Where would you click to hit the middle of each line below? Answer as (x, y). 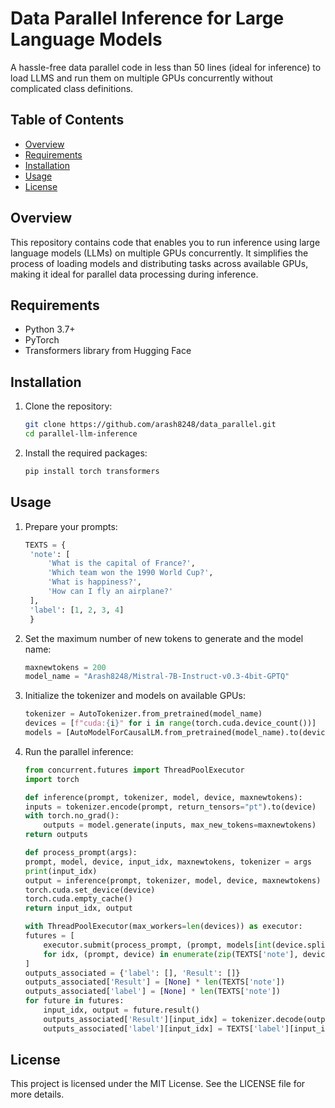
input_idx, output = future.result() (122, 1010)
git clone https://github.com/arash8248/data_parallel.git (150, 425)
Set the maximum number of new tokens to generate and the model (164, 638)
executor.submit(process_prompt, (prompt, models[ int (157, 945)
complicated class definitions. (72, 88)
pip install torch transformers (92, 471)
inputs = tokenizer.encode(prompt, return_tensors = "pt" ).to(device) (170, 807)
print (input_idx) (61, 871)
